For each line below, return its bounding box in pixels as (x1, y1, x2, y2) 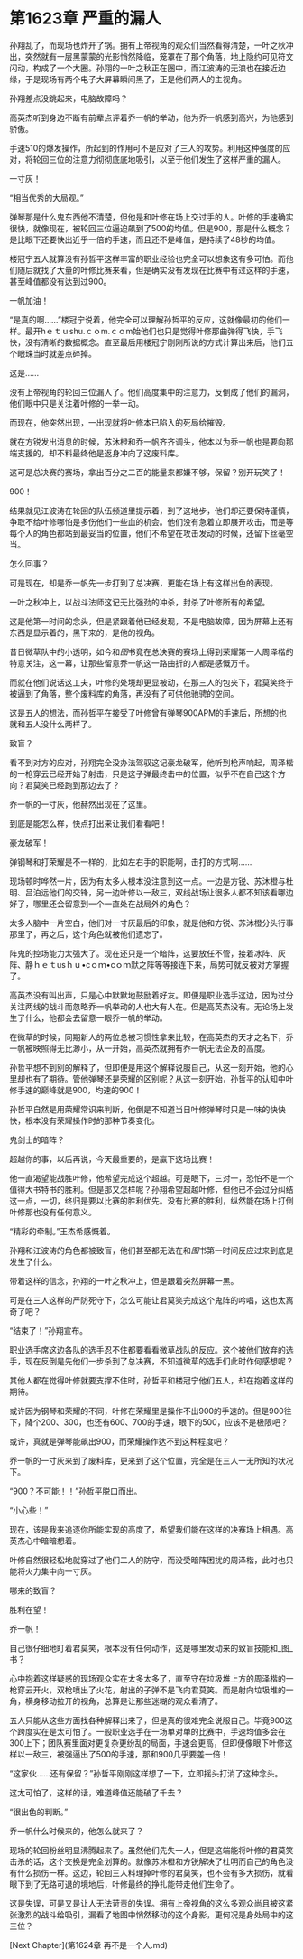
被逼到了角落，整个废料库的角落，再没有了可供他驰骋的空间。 (9, 688, 239, 698)
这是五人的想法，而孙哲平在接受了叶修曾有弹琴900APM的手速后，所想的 (9, 707, 280, 718)
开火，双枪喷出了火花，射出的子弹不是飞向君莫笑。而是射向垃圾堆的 (32, 1684, 286, 1695)
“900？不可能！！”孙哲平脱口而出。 (9, 1486, 142, 1496)
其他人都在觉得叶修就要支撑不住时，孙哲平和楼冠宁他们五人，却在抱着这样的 (9, 1374, 294, 1385)
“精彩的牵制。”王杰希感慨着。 (9, 1225, 115, 1236)
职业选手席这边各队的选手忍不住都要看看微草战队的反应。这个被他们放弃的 (9, 1344, 286, 1355)
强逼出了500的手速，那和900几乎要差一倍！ (64, 1748, 229, 1759)
